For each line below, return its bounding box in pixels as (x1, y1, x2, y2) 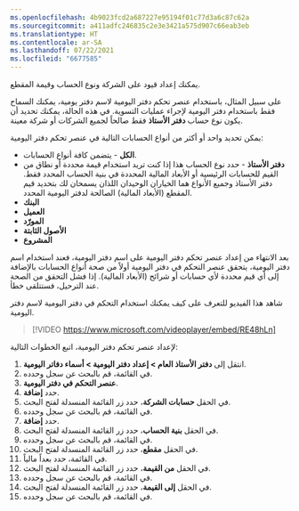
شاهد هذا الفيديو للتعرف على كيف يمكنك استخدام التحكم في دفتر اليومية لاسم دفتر (10, 297, 283, 308)
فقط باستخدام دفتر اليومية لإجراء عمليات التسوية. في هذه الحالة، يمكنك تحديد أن (10, 106, 275, 116)
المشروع (22, 235, 53, 245)
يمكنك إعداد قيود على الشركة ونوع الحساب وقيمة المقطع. (10, 79, 201, 89)
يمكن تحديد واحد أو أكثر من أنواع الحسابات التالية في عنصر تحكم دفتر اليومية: (10, 133, 263, 142)
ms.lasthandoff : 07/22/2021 (10, 46, 115, 55)
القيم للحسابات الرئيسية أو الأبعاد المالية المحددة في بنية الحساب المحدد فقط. (22, 168, 279, 179)
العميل (22, 207, 45, 216)
